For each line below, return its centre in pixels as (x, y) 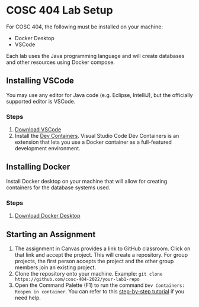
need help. (28, 298)
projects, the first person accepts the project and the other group (94, 261)
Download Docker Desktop (48, 216)
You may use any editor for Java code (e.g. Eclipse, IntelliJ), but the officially (99, 95)
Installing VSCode (40, 81)
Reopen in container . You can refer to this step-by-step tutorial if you (99, 291)
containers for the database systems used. (58, 188)
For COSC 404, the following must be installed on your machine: (84, 27)
